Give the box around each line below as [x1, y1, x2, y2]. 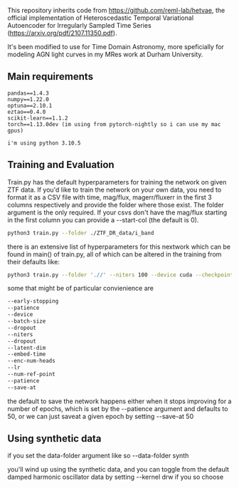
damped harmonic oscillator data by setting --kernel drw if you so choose [7, 473, 224, 482]
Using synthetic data [7, 432, 102, 445]
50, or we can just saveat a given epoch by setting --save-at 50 [7, 412, 194, 420]
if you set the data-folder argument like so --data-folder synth [7, 452, 189, 460]
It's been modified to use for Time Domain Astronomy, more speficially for [7, 43, 224, 51]
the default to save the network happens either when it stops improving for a [7, 397, 232, 405]
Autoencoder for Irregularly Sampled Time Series [7, 21, 152, 29]
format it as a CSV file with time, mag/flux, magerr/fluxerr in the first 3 [7, 192, 212, 202]
